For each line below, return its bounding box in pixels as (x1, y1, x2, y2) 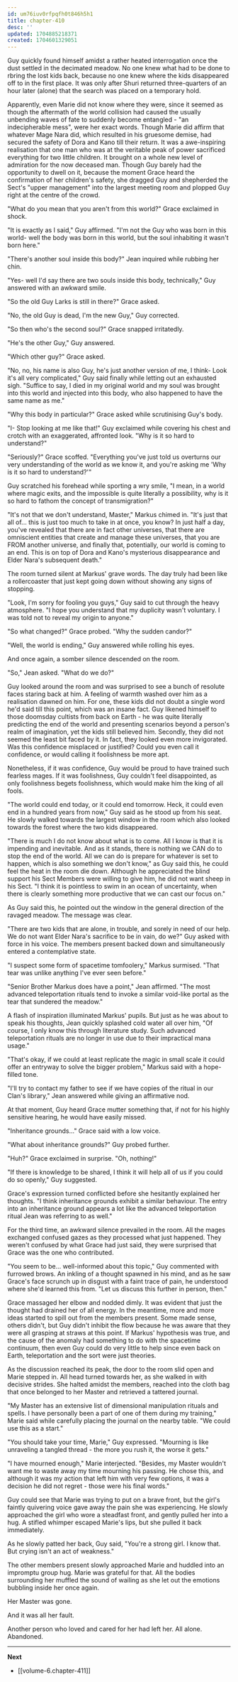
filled (7, 1070, 23, 1079)
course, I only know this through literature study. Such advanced (7, 1026, 196, 1035)
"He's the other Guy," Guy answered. (7, 339, 115, 347)
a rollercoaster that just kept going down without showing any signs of (7, 577, 212, 586)
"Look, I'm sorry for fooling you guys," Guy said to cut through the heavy (7, 598, 220, 607)
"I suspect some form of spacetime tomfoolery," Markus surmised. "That (7, 961, 220, 970)
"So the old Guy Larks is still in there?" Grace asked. (7, 298, 160, 306)
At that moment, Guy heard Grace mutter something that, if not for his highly (7, 1105, 230, 1114)
